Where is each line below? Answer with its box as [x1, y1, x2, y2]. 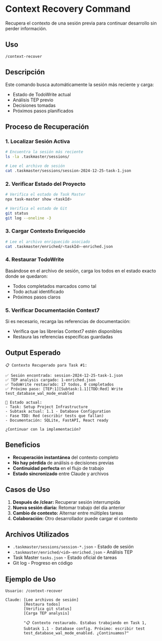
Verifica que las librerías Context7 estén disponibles [12, 328, 123, 334]
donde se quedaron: [5, 273, 48, 279]
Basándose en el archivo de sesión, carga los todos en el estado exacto [5, 267, 156, 274]
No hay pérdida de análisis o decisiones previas [12, 459, 114, 466]
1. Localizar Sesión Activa [5, 138, 70, 145]
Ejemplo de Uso [5, 574, 56, 584]
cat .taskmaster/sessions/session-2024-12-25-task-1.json [5, 168, 131, 173]
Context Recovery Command [5, 3, 131, 15]
